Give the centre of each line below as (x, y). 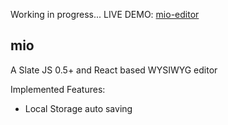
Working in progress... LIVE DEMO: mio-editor (105, 14)
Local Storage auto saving (78, 108)
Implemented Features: (58, 89)
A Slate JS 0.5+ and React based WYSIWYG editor (114, 70)
